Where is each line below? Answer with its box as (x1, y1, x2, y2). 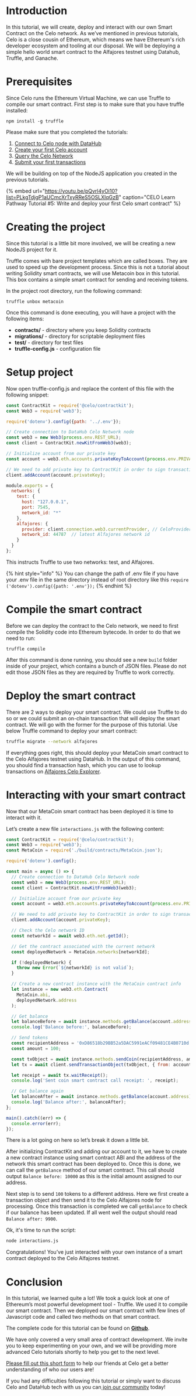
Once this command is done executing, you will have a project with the (6, 309, 176, 316)
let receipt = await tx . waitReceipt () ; (11, 1072, 108, 1078)
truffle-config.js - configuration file (14, 345, 101, 352)
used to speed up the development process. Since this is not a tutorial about (6, 264, 190, 271)
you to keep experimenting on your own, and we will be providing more (6, 1342, 177, 1349)
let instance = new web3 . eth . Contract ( (11, 987, 108, 993)
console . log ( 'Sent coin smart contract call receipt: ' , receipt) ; (11, 1077, 179, 1084)
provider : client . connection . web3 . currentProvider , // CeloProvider (21, 526, 192, 532)
